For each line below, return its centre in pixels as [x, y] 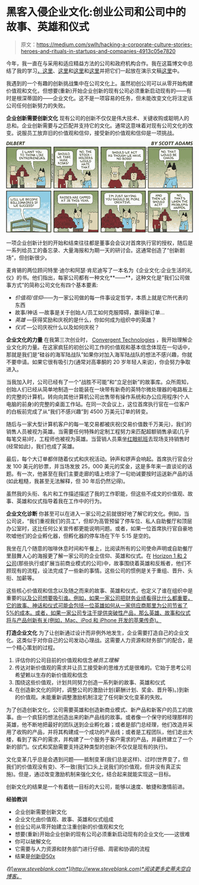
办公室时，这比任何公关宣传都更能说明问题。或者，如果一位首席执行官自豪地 [99, 529]
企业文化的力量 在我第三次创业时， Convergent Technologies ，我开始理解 [97, 340]
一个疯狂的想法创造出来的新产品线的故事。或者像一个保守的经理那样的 [107, 717]
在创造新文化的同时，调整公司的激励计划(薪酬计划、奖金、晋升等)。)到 [99, 690]
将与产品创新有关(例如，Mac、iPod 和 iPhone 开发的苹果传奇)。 [84, 620]
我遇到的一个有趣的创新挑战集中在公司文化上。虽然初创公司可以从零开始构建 [99, 83]
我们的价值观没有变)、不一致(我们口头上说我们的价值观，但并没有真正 [91, 767]
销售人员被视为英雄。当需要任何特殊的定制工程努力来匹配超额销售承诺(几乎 [98, 432]
